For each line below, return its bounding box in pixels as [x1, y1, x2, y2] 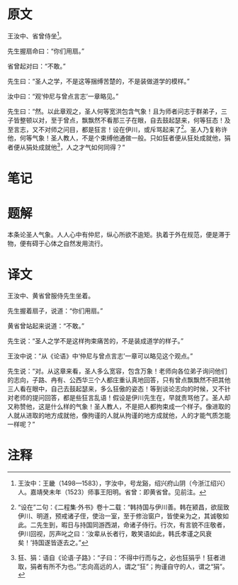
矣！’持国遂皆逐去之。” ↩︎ [17, 538, 89, 547]
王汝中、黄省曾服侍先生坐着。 [7, 291, 94, 300]
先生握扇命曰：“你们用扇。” [7, 47, 85, 55]
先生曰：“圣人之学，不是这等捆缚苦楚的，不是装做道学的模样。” [7, 77, 190, 85]
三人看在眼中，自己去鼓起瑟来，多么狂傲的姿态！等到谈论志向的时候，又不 [7, 384, 225, 393]
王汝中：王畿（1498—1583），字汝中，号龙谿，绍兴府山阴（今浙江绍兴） [17, 479, 229, 487]
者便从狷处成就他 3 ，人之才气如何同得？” [7, 142, 125, 151]
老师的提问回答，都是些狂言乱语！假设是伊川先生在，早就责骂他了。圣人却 [13, 393, 231, 401]
